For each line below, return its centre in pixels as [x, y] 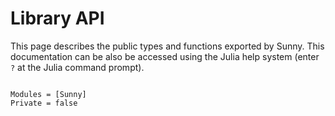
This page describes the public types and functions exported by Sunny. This [167, 46]
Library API [57, 18]
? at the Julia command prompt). [77, 67]
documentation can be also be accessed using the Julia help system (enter [165, 56]
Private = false [44, 103]
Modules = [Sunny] [48, 94]
